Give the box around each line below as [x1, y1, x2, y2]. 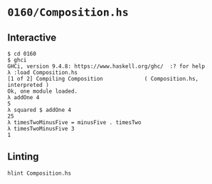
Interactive [7, 31, 57, 44]
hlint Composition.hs [7, 170, 72, 177]
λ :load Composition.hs [7, 69, 78, 76]
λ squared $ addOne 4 [7, 106, 72, 113]
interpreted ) [7, 81, 50, 88]
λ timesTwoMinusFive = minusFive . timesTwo [7, 119, 142, 126]
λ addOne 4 [7, 94, 40, 101]
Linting [7, 150, 39, 163]
